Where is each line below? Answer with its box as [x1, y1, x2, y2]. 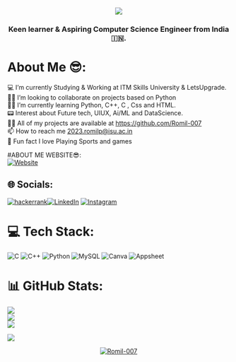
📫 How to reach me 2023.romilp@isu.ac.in [7, 127, 133, 136]
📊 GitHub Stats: [7, 278, 104, 293]
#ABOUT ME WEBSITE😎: [7, 151, 81, 159]
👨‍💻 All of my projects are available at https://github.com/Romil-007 [7, 119, 202, 127]
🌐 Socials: [7, 179, 54, 191]
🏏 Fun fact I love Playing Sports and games [7, 137, 132, 146]
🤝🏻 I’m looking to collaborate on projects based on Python [7, 93, 177, 102]
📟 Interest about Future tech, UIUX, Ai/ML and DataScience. [7, 109, 184, 117]
